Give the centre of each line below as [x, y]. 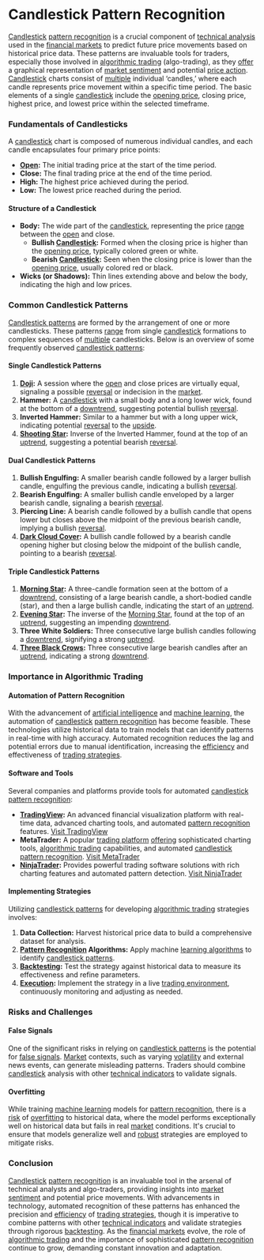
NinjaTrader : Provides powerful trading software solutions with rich [129, 865]
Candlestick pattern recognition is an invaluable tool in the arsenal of [120, 1180]
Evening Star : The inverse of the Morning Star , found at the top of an [132, 614]
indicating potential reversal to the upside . [88, 425]
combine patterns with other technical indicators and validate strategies [125, 1222]
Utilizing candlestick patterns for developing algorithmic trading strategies [129, 909]
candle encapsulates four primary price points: [84, 150]
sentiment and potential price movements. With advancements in [114, 1197]
